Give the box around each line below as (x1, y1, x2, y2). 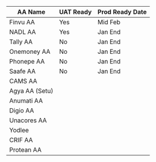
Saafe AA (9, 67, 36, 75)
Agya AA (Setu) (9, 87, 54, 95)
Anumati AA (9, 97, 43, 105)
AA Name (17, 8, 46, 16)
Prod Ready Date (97, 8, 147, 16)
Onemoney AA (9, 48, 51, 56)
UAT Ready (59, 8, 92, 16)
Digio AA (9, 106, 34, 114)
